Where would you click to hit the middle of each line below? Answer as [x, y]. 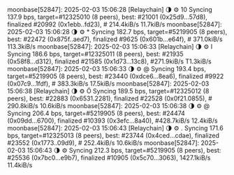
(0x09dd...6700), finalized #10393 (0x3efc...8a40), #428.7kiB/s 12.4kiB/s [112, 121]
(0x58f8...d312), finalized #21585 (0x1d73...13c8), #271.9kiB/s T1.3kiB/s [109, 61]
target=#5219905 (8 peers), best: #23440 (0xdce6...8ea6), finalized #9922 [116, 76]
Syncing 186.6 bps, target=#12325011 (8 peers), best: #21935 [95, 54]
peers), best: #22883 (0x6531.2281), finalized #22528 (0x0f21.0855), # [110, 98]
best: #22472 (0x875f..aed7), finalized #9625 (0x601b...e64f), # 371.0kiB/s [115, 39]
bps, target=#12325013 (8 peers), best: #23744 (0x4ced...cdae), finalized [114, 135]
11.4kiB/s [20, 165]
